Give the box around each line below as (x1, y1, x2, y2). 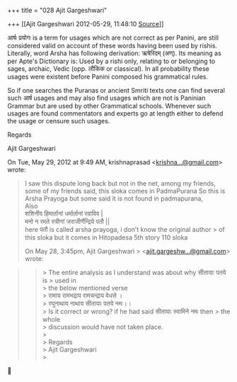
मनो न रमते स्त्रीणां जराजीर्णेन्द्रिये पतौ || (24, 218, 110, 225)
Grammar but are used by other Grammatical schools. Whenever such (7, 102, 212, 110)
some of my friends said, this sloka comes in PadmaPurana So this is (24, 187, 226, 195)
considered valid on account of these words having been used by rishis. (7, 42, 218, 50)
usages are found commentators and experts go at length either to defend (7, 109, 224, 118)
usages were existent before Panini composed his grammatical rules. (7, 72, 209, 81)
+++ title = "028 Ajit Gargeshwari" (7, 6, 108, 14)
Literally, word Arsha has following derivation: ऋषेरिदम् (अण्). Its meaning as (7, 49, 221, 57)
